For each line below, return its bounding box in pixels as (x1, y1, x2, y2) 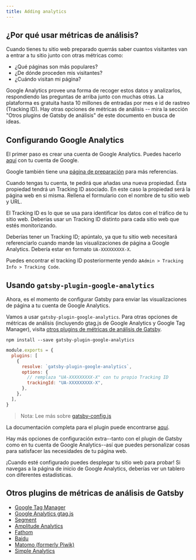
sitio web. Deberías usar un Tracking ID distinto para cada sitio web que (6, 216, 180, 223)
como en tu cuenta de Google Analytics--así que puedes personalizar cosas (6, 441, 190, 448)
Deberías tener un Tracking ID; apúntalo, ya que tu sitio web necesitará (6, 233, 177, 241)
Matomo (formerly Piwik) (14, 541, 75, 548)
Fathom (14, 528, 33, 535)
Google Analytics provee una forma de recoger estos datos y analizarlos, (6, 87, 182, 94)
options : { (21, 369, 49, 375)
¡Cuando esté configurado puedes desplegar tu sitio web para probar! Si (6, 459, 181, 466)
